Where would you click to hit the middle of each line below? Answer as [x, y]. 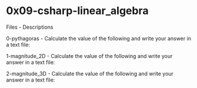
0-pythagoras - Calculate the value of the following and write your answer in [98, 38]
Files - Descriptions [30, 27]
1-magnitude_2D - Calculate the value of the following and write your [89, 56]
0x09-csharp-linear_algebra [77, 11]
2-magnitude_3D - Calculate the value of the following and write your [90, 73]
